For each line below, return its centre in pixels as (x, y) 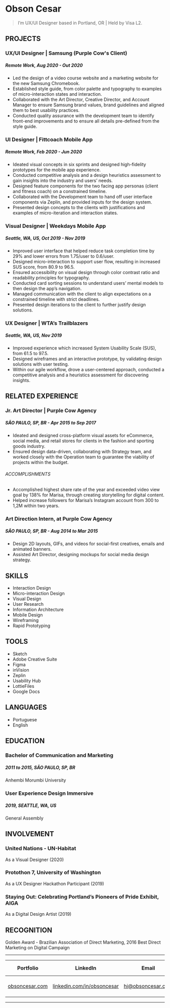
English (20, 725)
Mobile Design (28, 615)
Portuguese (25, 719)
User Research (28, 604)
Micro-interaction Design (38, 594)
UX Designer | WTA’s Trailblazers (47, 323)
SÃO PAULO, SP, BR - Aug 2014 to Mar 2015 (52, 531)
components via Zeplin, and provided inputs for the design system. (82, 202)
